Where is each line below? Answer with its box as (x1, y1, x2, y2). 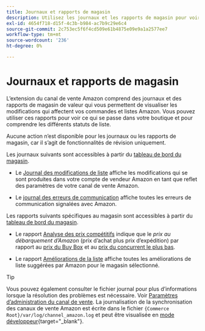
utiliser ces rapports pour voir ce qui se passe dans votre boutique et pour (6, 114, 193, 121)
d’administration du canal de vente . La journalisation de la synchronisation (6, 298, 193, 305)
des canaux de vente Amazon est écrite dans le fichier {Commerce (6, 304, 170, 311)
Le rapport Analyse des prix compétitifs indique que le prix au (15, 230, 171, 238)
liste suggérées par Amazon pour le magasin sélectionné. (15, 262, 160, 269)
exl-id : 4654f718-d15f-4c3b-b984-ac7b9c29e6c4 (6, 20, 127, 26)
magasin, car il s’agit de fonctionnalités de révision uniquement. (6, 138, 167, 146)
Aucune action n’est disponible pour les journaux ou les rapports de (6, 132, 176, 140)
